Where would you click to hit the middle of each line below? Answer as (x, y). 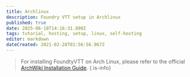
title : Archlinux (28, 12)
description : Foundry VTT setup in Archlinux (63, 17)
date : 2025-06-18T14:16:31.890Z (46, 28)
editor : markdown (28, 39)
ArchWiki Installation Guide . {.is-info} (66, 68)
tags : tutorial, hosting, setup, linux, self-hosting (74, 34)
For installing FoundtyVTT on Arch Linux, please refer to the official (103, 61)
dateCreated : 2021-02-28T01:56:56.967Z (56, 45)
